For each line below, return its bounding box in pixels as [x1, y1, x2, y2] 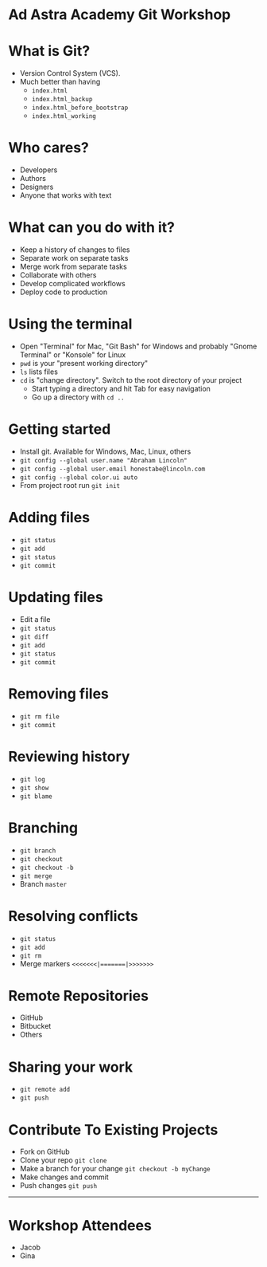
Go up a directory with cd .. [31, 392, 125, 402]
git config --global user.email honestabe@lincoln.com [19, 465, 206, 473]
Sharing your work [8, 1058, 133, 1076]
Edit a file [19, 614, 51, 624]
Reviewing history [8, 747, 130, 765]
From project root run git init [19, 480, 121, 490]
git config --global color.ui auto [19, 473, 138, 482]
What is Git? [8, 42, 91, 61]
